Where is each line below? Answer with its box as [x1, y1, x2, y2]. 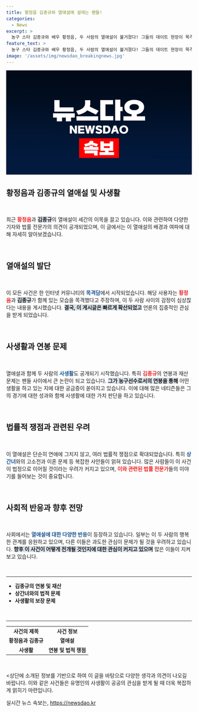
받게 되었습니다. [12, 311, 49, 318]
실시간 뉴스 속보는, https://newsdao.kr [6, 699, 96, 707]
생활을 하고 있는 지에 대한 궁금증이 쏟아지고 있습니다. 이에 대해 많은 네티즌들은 [6, 384, 186, 391]
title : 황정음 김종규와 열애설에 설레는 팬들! [6, 9, 103, 15]
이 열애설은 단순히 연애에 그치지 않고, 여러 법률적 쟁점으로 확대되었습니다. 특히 [6, 450, 186, 457]
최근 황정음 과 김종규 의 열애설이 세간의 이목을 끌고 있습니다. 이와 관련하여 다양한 [6, 216, 189, 223]
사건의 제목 [13, 628, 39, 635]
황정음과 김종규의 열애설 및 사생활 [6, 187, 121, 197]
